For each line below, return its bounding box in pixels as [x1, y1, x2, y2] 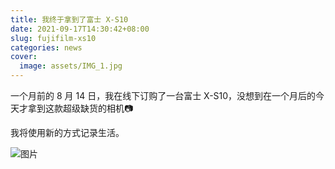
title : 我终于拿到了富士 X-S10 [10, 14, 129, 25]
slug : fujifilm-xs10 [10, 33, 97, 43]
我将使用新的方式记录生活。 [10, 127, 125, 138]
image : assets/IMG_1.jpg [19, 61, 123, 71]
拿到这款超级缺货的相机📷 [27, 102, 134, 114]
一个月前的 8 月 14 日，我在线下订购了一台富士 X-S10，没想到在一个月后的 [10, 90, 317, 101]
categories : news [10, 42, 83, 53]
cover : [10, 52, 38, 62]
